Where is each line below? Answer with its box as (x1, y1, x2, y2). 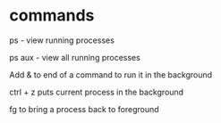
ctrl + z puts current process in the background (9, 86, 184, 97)
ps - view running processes (9, 35, 115, 45)
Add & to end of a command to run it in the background (9, 69, 213, 80)
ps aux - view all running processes (9, 52, 140, 62)
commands (9, 5, 95, 26)
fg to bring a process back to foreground (9, 103, 159, 114)
